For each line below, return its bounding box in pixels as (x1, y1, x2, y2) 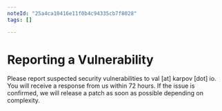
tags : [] (7, 16, 32, 23)
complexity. (7, 97, 40, 105)
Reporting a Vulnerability (7, 52, 154, 67)
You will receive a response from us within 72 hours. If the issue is (7, 82, 195, 90)
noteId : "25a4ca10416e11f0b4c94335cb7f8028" (7, 10, 137, 17)
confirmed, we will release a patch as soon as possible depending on (7, 89, 203, 97)
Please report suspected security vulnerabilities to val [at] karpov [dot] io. (7, 75, 216, 83)
